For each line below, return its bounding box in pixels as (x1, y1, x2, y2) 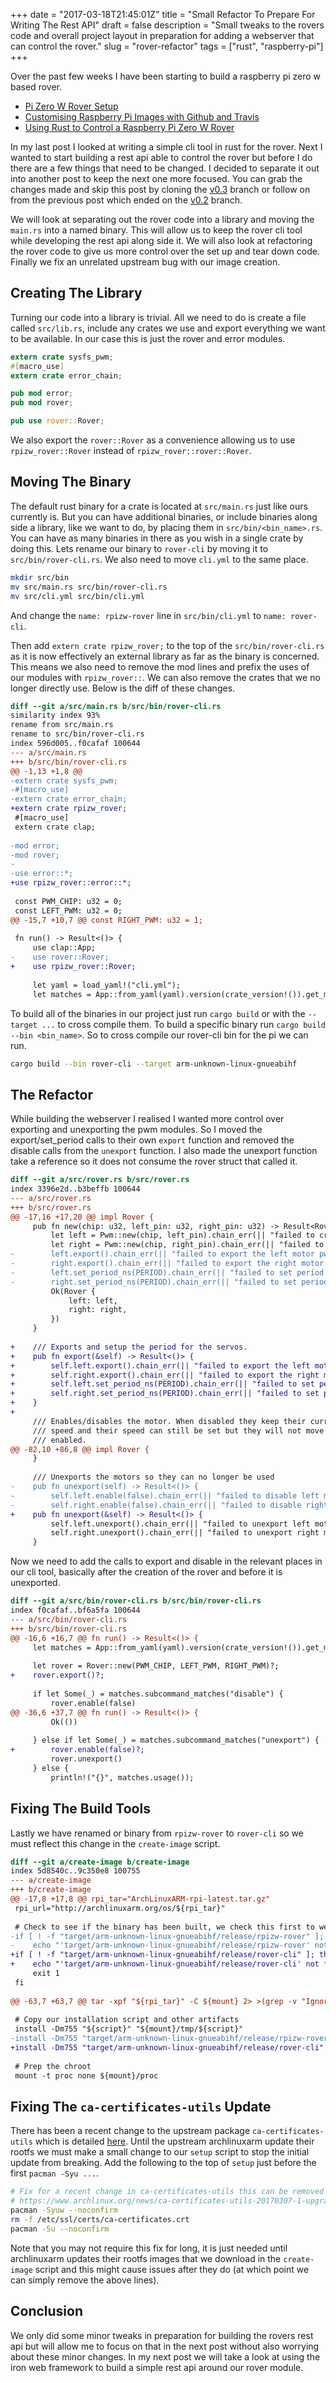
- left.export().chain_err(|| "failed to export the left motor (10, 1249, 315, 1259)
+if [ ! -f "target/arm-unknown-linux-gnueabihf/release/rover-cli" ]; (10, 1950, 315, 1960)
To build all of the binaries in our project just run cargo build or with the (10, 1007, 306, 1019)
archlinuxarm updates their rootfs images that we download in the (10, 2252, 282, 2264)
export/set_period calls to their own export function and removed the (10, 1134, 295, 1146)
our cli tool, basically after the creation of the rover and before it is (10, 1566, 283, 1578)
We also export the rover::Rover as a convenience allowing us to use (10, 434, 296, 446)
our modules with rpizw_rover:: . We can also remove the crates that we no (10, 671, 321, 683)
